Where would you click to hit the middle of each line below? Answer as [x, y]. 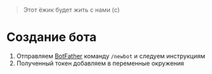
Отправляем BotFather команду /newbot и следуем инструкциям [110, 56]
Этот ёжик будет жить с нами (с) [71, 10]
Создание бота [51, 37]
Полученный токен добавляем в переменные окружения [100, 63]
